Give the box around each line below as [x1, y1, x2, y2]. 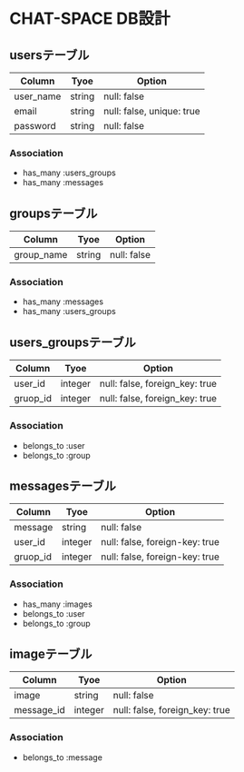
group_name [14, 249, 68, 262]
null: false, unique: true [102, 105, 201, 117]
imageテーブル [9, 647, 93, 662]
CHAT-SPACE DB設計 [9, 8, 171, 29]
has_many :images [22, 599, 93, 609]
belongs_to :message [22, 751, 102, 763]
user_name [14, 90, 62, 103]
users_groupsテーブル [9, 334, 136, 350]
